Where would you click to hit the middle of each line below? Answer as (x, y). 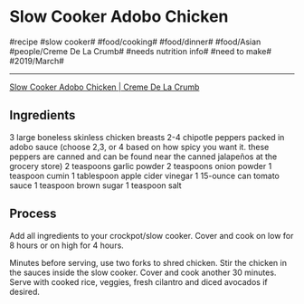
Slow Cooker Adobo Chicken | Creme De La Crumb (104, 87)
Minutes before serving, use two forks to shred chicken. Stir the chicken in (148, 262)
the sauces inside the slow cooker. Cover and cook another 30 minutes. (143, 272)
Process (33, 214)
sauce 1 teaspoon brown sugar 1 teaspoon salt (96, 185)
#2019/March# (37, 61)
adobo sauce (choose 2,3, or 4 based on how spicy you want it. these (139, 147)
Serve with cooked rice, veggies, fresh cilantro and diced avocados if (139, 281)
